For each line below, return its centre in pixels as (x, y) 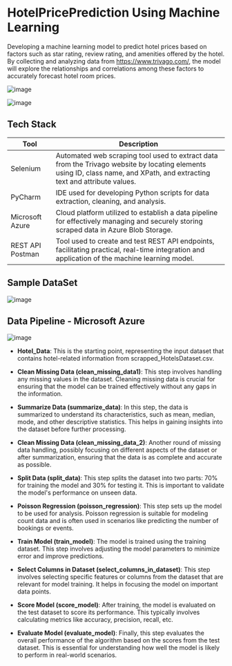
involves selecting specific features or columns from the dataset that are (120, 577)
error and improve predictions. (60, 556)
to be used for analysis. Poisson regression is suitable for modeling (113, 513)
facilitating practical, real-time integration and (130, 249)
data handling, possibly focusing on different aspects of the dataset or (117, 450)
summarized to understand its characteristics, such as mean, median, (116, 415)
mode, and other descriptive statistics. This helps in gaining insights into (120, 422)
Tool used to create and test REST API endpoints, (135, 241)
